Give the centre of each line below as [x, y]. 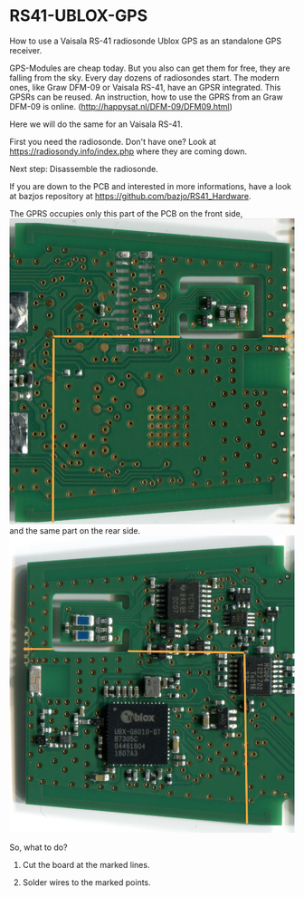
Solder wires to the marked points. [86, 883]
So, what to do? [38, 847]
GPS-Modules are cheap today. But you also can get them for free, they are [150, 68]
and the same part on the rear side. [75, 531]
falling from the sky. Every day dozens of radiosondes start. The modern [145, 77]
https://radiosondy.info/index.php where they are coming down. [128, 151]
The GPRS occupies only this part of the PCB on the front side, [126, 213]
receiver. [26, 50]
